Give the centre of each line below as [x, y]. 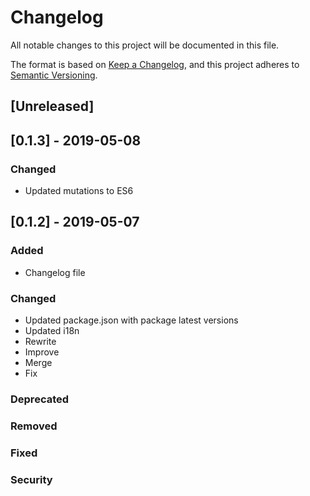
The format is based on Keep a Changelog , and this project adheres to [155, 64]
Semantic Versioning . [54, 75]
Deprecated [40, 399]
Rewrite [40, 341]
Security [31, 479]
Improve [42, 352]
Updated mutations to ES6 [79, 191]
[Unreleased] [52, 106]
